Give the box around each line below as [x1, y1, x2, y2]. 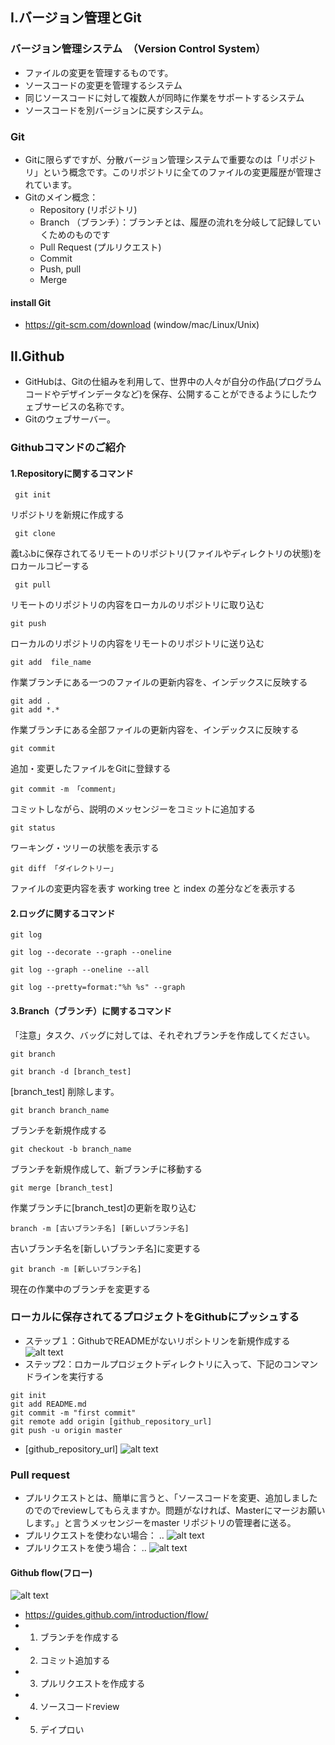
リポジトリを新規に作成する [10, 509, 125, 521]
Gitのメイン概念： [24, 191, 99, 203]
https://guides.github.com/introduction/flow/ [24, 1609, 209, 1621]
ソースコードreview [39, 1701, 120, 1713]
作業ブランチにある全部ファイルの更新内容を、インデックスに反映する [10, 724, 300, 736]
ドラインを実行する [24, 1370, 105, 1382]
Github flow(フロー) [10, 1566, 93, 1578]
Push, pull [39, 263, 82, 275]
